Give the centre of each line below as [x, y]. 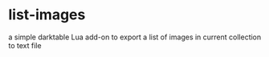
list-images [47, 15]
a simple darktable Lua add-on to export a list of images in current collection [135, 37]
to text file [25, 45]
